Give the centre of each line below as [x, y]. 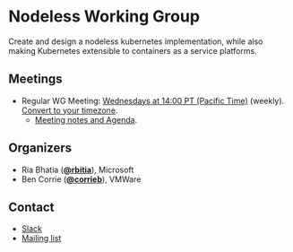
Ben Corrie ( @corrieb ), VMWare [81, 179]
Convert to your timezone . [69, 110]
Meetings [36, 79]
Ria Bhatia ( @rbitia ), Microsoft [78, 169]
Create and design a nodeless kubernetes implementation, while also [136, 41]
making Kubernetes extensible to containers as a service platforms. [133, 50]
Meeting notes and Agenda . [86, 119]
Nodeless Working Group [104, 17]
